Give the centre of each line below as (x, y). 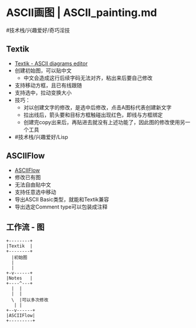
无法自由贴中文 (33, 184)
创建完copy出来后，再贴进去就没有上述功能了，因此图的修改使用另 (104, 122)
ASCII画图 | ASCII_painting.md (82, 13)
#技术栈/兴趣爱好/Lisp (41, 137)
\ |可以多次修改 (30, 300)
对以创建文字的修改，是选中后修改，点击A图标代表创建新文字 (97, 107)
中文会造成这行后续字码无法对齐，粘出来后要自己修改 (88, 77)
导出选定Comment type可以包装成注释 (61, 207)
